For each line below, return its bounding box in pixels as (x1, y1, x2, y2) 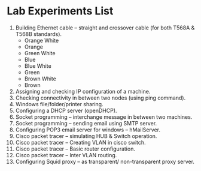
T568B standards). (15, 30, 62, 37)
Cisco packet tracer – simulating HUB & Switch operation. (15, 132, 157, 139)
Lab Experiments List (7, 4, 114, 18)
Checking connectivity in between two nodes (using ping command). (15, 94, 186, 101)
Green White (24, 49, 56, 56)
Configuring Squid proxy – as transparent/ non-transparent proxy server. (15, 158, 195, 165)
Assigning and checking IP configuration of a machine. (15, 88, 151, 95)
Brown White (24, 75, 56, 82)
